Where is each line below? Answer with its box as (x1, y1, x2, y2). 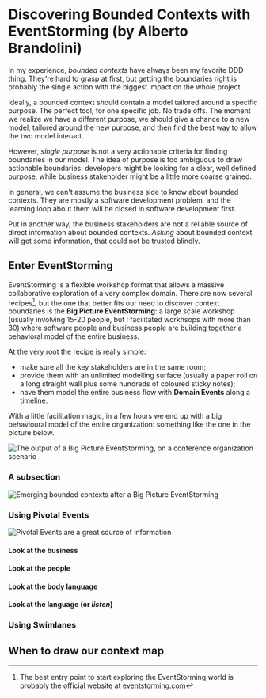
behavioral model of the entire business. (8, 332, 140, 341)
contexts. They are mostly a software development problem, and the (8, 195, 231, 205)
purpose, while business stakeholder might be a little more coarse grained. (8, 172, 252, 181)
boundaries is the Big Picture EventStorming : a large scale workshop (8, 306, 235, 316)
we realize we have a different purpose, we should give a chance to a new (8, 114, 250, 123)
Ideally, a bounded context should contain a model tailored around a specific (8, 97, 258, 107)
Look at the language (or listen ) (8, 600, 113, 609)
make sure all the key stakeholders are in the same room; (19, 362, 207, 372)
